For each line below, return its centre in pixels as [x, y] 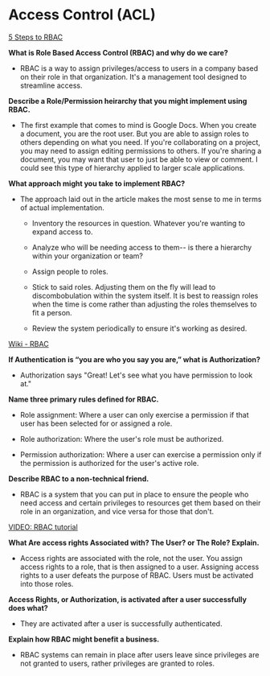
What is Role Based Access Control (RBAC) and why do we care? [119, 52]
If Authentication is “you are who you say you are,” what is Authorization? [135, 359]
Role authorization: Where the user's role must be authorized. [122, 439]
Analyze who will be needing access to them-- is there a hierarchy [142, 247]
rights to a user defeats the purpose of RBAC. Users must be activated [137, 575]
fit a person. [52, 312]
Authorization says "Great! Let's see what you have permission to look [136, 375]
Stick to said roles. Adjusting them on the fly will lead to [124, 286]
